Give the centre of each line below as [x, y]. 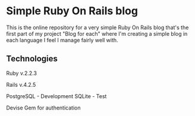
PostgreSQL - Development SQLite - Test [56, 96]
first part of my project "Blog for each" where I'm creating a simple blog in [97, 33]
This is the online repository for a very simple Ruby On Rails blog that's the [97, 27]
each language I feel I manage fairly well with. [62, 40]
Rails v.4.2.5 [21, 84]
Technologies [32, 59]
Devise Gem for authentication [43, 108]
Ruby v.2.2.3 [22, 73]
